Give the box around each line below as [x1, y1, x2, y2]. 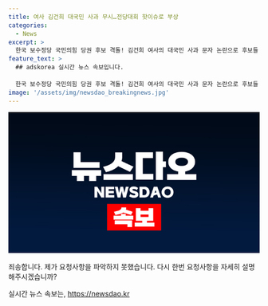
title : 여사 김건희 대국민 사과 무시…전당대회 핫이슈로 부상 [8, 13, 179, 21]
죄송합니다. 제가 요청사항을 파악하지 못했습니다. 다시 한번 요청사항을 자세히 [8, 262, 241, 271]
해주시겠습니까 [8, 272, 54, 281]
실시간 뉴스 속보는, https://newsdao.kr [8, 289, 130, 298]
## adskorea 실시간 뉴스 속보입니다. [15, 64, 124, 72]
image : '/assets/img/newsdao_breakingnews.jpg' [8, 88, 170, 96]
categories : [8, 21, 48, 29]
